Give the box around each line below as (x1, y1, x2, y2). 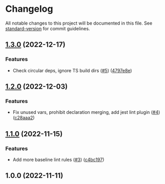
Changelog (5, 3, 53, 15)
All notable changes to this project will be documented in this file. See (5, 20, 153, 26)
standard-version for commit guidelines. (5, 25, 90, 31)
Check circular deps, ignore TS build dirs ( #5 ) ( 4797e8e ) (12, 67, 132, 73)
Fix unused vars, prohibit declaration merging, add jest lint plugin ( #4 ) (12, 109, 160, 115)
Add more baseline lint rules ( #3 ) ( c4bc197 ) (12, 157, 105, 162)
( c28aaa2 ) (12, 115, 35, 121)
